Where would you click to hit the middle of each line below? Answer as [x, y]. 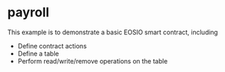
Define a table [38, 53]
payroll [28, 12]
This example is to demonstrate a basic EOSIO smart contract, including [113, 32]
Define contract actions [52, 46]
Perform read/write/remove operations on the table [93, 61]
